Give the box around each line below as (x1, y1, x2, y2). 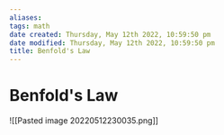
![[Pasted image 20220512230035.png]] (9, 115, 159, 126)
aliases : (9, 13, 42, 22)
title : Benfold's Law (9, 47, 91, 56)
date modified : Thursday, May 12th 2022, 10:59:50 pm (9, 38, 216, 48)
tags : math (9, 22, 50, 31)
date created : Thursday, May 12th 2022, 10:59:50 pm (9, 30, 211, 39)
